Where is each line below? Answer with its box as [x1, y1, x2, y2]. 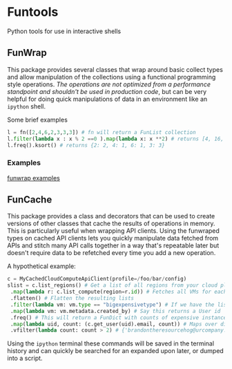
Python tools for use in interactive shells [7, 27, 122, 35]
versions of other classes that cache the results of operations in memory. [7, 219, 215, 228]
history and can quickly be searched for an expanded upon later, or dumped [7, 347, 224, 355]
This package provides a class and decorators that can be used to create [7, 212, 215, 220]
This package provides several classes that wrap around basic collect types [7, 65, 223, 73]
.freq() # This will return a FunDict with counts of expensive [10, 314, 199, 321]
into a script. [7, 354, 43, 363]
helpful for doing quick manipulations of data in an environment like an [7, 95, 208, 103]
